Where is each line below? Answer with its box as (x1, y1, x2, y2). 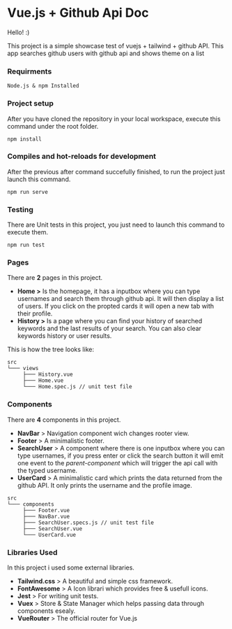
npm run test (7, 241, 45, 249)
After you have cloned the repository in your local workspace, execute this (7, 114, 221, 123)
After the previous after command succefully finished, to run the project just (7, 167, 225, 176)
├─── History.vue (22, 371, 73, 379)
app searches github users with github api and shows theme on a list (7, 49, 205, 57)
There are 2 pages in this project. (7, 274, 103, 282)
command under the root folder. (7, 122, 99, 130)
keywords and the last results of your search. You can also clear (17, 324, 202, 333)
